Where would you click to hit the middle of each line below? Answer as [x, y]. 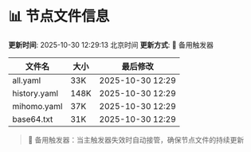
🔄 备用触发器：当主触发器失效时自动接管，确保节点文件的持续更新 [136, 139]
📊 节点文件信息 [59, 16]
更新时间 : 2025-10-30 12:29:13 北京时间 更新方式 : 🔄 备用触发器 [111, 45]
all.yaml [27, 80]
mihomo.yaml [37, 106]
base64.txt [33, 119]
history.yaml [35, 93]
